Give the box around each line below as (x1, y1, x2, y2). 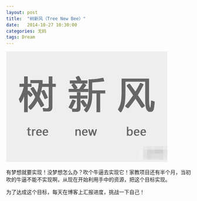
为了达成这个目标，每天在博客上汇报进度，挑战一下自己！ (6, 189, 145, 196)
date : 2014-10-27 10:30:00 (6, 22, 77, 28)
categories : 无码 (6, 28, 47, 34)
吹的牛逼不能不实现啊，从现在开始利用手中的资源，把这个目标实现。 (6, 176, 171, 183)
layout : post (6, 9, 38, 15)
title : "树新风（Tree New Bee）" (6, 15, 86, 22)
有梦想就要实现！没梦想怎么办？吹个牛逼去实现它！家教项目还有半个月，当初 (6, 169, 191, 176)
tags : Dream (6, 34, 35, 41)
